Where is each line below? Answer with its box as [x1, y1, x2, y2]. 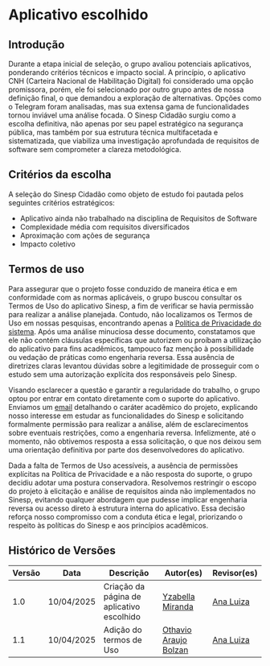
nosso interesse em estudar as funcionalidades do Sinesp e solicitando [8, 411, 244, 420]
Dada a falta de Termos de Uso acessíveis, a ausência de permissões [8, 461, 239, 470]
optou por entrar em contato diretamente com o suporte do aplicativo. [8, 393, 240, 403]
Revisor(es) [212, 568, 258, 579]
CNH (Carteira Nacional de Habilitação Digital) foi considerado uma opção [8, 77, 254, 85]
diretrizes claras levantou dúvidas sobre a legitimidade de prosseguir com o [8, 361, 260, 370]
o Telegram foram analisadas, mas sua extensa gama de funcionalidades [8, 102, 250, 111]
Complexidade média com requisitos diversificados [19, 221, 190, 231]
